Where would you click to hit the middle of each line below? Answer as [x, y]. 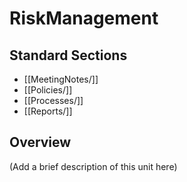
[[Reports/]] [48, 111]
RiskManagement [84, 18]
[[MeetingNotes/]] [61, 79]
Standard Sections [68, 55]
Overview [40, 142]
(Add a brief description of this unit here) [93, 166]
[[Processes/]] [53, 100]
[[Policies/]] [48, 90]
